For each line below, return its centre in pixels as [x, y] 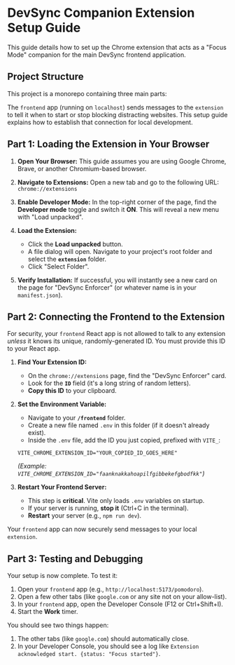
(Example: [32, 466]
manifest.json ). [40, 295]
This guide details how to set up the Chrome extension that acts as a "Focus [117, 47]
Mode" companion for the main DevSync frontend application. [97, 55]
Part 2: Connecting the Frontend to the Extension [116, 317]
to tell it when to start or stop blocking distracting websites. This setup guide [117, 114]
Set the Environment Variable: [62, 404]
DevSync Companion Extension [101, 13]
